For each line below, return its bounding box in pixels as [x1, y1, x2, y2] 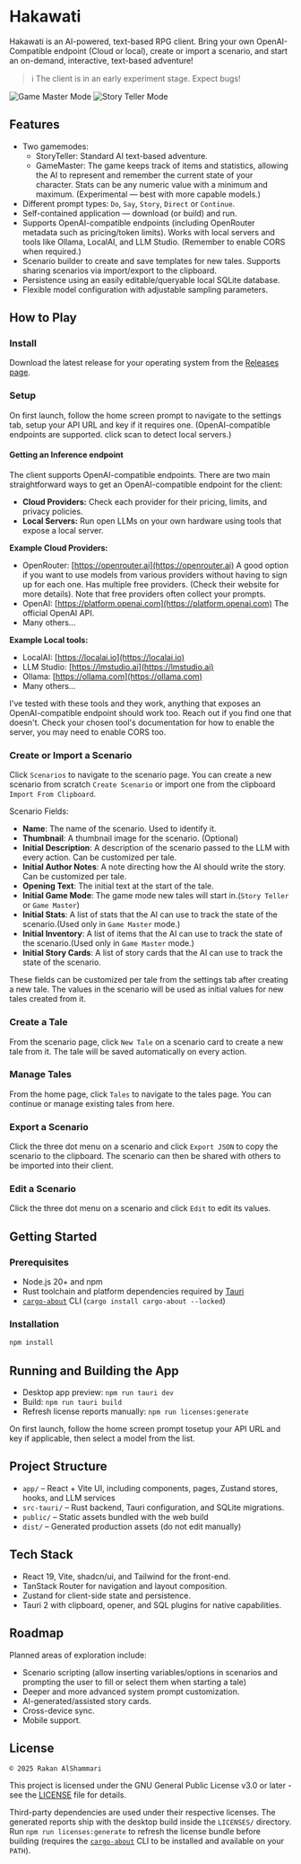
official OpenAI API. [21, 607, 95, 618]
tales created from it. [9, 994, 87, 1004]
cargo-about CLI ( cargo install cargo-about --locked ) [21, 1295, 226, 1306]
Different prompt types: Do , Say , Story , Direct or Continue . [21, 198, 236, 208]
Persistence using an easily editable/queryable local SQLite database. [21, 274, 280, 285]
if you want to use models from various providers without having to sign [21, 569, 288, 580]
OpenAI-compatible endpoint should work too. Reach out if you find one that [9, 707, 292, 718]
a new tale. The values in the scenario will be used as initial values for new [9, 984, 284, 994]
